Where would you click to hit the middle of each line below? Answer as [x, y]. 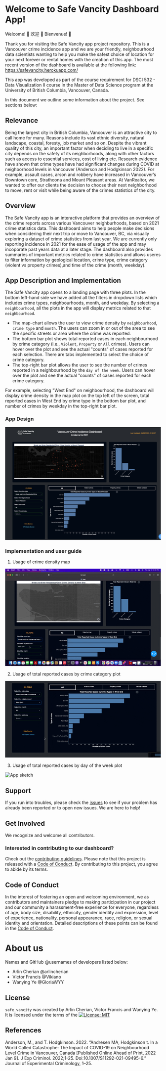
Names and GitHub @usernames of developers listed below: [67, 962]
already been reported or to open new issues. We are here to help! [73, 808]
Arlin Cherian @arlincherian [40, 972]
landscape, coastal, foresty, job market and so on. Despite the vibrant [76, 143]
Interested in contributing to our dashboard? [60, 848]
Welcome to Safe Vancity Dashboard [82, 9]
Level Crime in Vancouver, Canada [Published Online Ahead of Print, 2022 [81, 1053]
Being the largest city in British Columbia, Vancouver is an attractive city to [81, 133]
